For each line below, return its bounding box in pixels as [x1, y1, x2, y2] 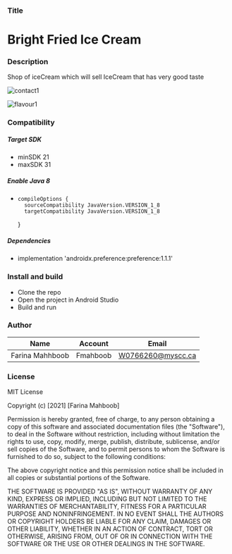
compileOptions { [17, 196, 69, 203]
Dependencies [7, 236, 51, 245]
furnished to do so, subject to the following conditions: [7, 453, 166, 461]
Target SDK [7, 135, 42, 143]
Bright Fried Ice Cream [7, 32, 142, 48]
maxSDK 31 [17, 161, 51, 169]
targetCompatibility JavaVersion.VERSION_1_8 [24, 208, 160, 215]
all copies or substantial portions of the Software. [7, 474, 150, 482]
